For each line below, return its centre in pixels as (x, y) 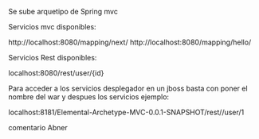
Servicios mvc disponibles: (53, 27)
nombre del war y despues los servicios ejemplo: (89, 97)
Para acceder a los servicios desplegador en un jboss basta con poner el (128, 88)
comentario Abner (38, 127)
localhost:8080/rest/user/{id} (56, 73)
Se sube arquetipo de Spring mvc (63, 12)
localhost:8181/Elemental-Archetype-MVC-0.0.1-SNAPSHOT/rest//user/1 (126, 112)
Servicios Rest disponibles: (53, 58)
